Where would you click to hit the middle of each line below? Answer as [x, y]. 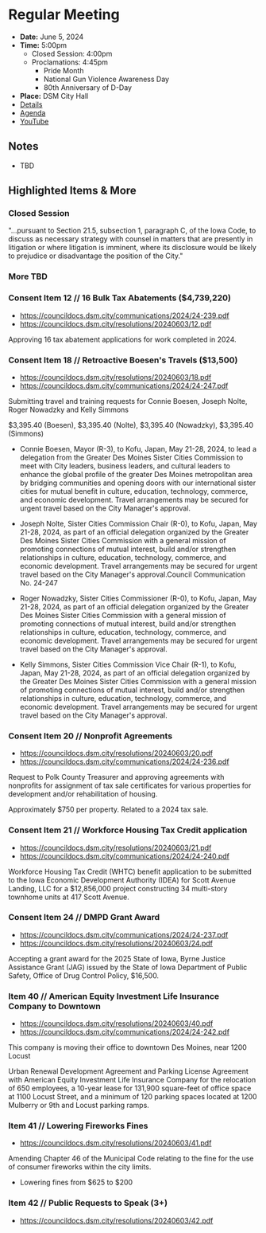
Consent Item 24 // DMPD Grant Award [84, 918]
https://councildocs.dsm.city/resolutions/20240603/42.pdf [116, 1220]
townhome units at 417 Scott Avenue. [69, 897]
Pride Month [64, 70]
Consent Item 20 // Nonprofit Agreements [91, 736]
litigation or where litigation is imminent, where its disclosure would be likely [132, 248]
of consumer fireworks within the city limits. [80, 1167]
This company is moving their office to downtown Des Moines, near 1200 [128, 1047]
